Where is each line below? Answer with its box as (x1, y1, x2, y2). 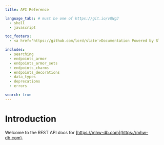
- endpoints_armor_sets (9, 61, 58, 66)
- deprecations (9, 79, 41, 84)
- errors (9, 83, 27, 88)
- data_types (9, 74, 36, 80)
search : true (5, 92, 32, 97)
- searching (9, 52, 34, 57)
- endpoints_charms (9, 65, 49, 70)
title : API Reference (5, 7, 49, 12)
